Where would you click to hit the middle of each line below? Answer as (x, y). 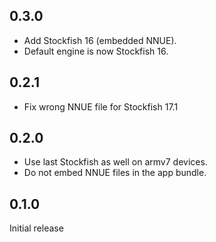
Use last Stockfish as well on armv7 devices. (115, 162)
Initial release (36, 228)
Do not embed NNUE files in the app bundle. (115, 173)
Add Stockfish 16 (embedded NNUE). (100, 40)
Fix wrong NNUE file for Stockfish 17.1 (101, 106)
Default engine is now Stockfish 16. (96, 51)
